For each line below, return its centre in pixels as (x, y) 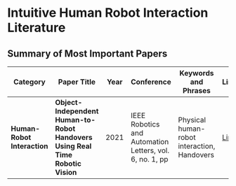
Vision (66, 172)
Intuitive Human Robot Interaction (108, 13)
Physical (192, 120)
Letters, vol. (150, 150)
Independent (77, 111)
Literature (37, 28)
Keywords (197, 73)
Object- (69, 102)
